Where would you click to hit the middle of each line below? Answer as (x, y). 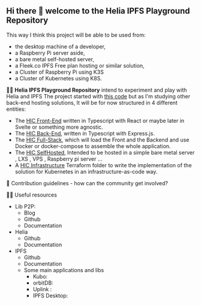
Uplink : (42, 289)
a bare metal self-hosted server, (55, 59)
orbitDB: (43, 283)
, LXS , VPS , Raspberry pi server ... (58, 159)
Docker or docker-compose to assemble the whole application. (93, 146)
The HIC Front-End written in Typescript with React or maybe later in (100, 120)
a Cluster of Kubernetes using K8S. (58, 78)
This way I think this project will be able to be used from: (76, 35)
